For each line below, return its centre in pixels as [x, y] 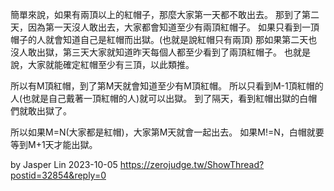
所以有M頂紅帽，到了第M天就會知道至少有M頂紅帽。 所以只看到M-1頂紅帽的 [167, 86]
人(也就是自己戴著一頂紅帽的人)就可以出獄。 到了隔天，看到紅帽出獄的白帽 [164, 98]
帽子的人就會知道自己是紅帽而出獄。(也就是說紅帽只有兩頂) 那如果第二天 [159, 39]
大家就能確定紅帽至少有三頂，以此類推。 [111, 64]
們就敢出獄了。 [41, 111]
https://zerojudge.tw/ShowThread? [192, 164]
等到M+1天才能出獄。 [54, 144]
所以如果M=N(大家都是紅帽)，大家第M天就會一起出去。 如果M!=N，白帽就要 [167, 132]
